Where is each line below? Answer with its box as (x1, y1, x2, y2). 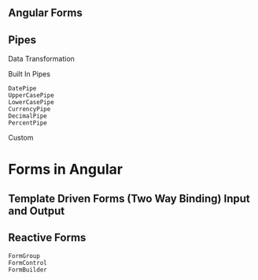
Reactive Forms (8, 231, 87, 245)
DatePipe (8, 84, 37, 93)
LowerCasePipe (8, 99, 55, 106)
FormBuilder (8, 266, 47, 274)
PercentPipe (8, 119, 47, 127)
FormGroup (8, 252, 41, 259)
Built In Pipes (8, 69, 51, 79)
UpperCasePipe (8, 91, 55, 99)
